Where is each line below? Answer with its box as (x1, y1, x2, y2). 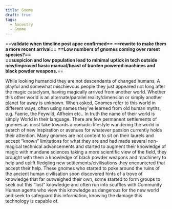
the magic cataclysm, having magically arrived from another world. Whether (5, 89, 166, 95)
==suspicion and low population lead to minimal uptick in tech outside (5, 57, 158, 63)
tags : (5, 17, 17, 22)
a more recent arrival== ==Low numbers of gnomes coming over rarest (5, 46, 160, 52)
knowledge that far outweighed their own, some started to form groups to (5, 176, 161, 182)
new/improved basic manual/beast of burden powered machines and (5, 63, 155, 69)
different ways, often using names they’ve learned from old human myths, (5, 105, 161, 111)
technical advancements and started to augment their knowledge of (23, 143, 166, 149)
